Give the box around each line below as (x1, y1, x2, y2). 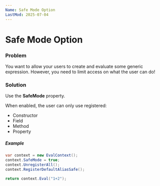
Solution (5, 81, 27, 88)
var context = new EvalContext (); (5, 153, 78, 158)
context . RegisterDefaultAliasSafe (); (5, 167, 85, 172)
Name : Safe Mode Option (5, 7, 56, 13)
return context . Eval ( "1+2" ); (5, 176, 67, 181)
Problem (5, 52, 27, 59)
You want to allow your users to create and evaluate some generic (5, 63, 143, 69)
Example (5, 140, 24, 146)
